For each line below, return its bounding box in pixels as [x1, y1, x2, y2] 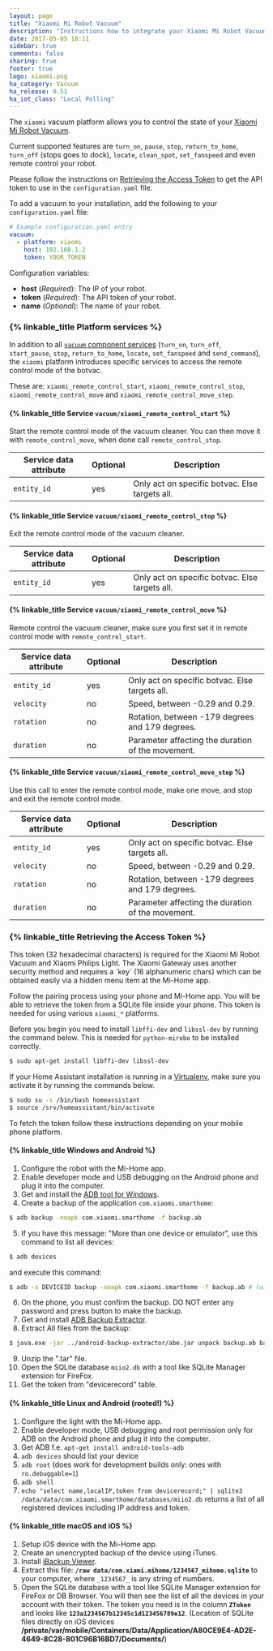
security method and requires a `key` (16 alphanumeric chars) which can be [9, 967, 262, 977]
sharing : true [9, 58, 58, 66]
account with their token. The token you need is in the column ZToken [20, 1599, 252, 1609]
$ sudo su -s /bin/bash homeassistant [9, 1096, 140, 1104]
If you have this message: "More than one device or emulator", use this [20, 1228, 258, 1238]
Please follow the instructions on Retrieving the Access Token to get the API [9, 174, 262, 184]
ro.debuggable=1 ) [20, 1468, 79, 1477]
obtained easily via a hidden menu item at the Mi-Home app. [9, 975, 211, 986]
